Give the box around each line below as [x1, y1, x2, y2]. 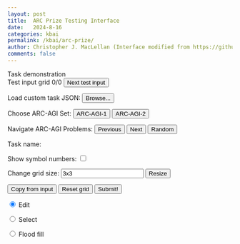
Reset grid [61, 185, 89, 193]
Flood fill [18, 230, 44, 238]
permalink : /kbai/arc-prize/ [7, 37, 94, 44]
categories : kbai [7, 30, 59, 38]
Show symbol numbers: [7, 154, 77, 163]
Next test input [66, 78, 106, 86]
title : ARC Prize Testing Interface [7, 17, 120, 24]
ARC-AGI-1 [76, 110, 107, 118]
